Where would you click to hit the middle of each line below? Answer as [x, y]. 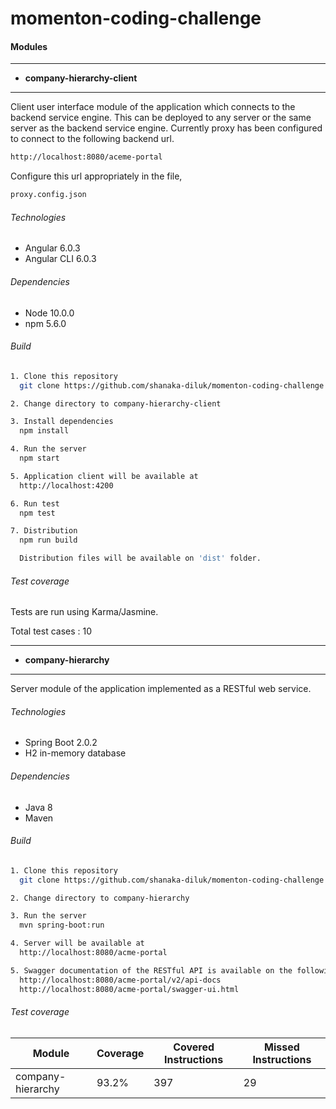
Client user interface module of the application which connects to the [153, 107]
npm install [44, 431]
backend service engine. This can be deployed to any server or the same [161, 118]
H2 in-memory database [75, 753]
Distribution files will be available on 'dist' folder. [140, 558]
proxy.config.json [48, 195]
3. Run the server [48, 916]
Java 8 [38, 807]
